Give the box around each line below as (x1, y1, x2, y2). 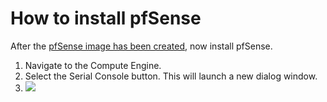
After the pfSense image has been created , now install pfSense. (10, 40, 273, 52)
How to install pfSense (10, 7, 202, 30)
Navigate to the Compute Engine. (24, 59, 162, 71)
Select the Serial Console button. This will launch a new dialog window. (24, 70, 318, 82)
